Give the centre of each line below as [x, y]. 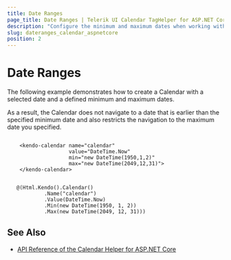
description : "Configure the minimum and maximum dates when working [109, 26]
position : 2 [24, 39]
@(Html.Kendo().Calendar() [55, 188]
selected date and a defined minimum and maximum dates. [91, 99]
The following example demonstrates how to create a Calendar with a [106, 92]
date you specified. [34, 127]
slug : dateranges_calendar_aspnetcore [63, 33]
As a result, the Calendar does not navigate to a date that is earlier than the [113, 113]
